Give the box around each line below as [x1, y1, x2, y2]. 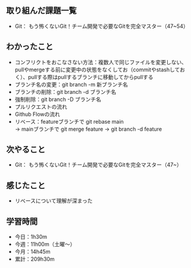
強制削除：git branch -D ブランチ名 [14, 96, 101, 103]
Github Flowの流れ [14, 111, 61, 118]
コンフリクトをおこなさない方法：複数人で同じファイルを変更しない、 [14, 58, 187, 65]
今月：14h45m [14, 248, 51, 256]
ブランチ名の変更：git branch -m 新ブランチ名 [14, 81, 129, 88]
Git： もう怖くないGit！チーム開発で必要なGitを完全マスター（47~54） [14, 23, 189, 30]
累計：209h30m [14, 256, 55, 263]
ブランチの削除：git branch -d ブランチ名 [14, 88, 117, 95]
